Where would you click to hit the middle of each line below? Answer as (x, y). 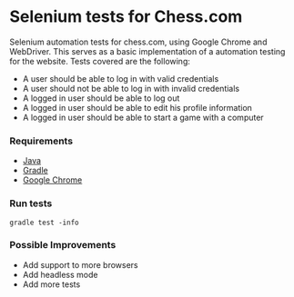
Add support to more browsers (80, 264)
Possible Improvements (63, 245)
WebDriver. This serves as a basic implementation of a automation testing (147, 51)
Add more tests (51, 284)
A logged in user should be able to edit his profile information (137, 107)
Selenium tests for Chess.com (126, 17)
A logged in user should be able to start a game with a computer (143, 117)
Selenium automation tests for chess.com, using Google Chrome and (138, 42)
